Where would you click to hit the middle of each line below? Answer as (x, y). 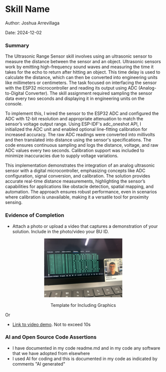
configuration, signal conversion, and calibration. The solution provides (78, 176)
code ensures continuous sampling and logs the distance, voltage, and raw (82, 145)
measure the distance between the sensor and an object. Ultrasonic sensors (83, 62)
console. (14, 104)
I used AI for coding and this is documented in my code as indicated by (85, 359)
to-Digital (15, 93)
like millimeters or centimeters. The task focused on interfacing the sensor (81, 83)
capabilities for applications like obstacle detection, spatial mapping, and (79, 186)
